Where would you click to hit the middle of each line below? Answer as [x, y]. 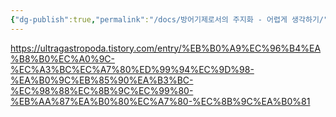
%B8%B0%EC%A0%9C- [63, 58]
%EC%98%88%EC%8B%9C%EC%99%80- [102, 90]
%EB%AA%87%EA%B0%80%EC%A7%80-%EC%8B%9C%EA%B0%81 [160, 101]
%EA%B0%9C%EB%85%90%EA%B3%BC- [102, 80]
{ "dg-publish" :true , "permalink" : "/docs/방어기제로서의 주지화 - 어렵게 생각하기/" [169, 19]
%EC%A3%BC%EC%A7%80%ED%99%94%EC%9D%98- [132, 69]
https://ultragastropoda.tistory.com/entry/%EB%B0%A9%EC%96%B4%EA [166, 48]
